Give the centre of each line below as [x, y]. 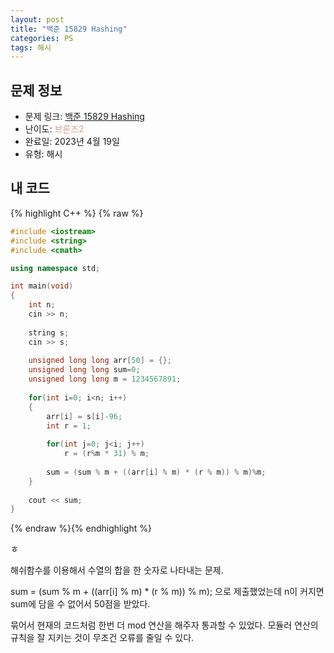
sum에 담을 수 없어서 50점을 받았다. [80, 604]
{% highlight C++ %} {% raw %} [77, 213]
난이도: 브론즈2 [54, 129]
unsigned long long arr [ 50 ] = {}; [100, 361]
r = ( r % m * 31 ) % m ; [106, 454]
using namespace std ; [55, 268]
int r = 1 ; [69, 426]
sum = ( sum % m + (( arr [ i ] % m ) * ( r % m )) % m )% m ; [156, 472]
